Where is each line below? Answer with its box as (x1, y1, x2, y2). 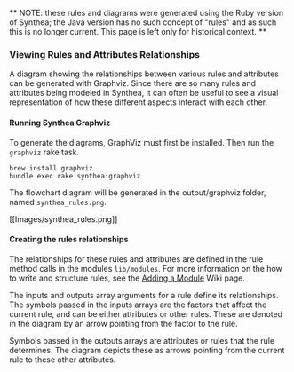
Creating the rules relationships (9, 234, 129, 245)
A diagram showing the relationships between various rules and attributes (9, 68, 280, 79)
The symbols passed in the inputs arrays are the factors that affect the (9, 299, 267, 310)
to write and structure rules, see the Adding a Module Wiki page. (9, 273, 246, 283)
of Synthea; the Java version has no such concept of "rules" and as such (9, 17, 277, 28)
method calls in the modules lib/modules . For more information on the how (9, 263, 282, 273)
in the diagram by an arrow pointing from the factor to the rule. (9, 318, 238, 328)
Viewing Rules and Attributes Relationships (9, 48, 200, 60)
